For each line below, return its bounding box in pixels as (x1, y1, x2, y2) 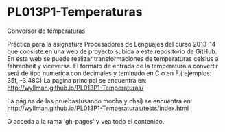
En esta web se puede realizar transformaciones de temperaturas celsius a (7, 54, 219, 62)
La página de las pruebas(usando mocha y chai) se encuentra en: (7, 96, 193, 105)
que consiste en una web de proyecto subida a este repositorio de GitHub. (7, 47, 217, 55)
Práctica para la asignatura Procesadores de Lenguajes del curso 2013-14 (7, 40, 216, 48)
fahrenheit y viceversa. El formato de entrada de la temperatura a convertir (7, 62, 218, 70)
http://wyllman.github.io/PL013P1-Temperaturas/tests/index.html (7, 104, 189, 112)
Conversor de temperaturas (7, 27, 86, 35)
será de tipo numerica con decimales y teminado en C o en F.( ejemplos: (7, 69, 212, 77)
